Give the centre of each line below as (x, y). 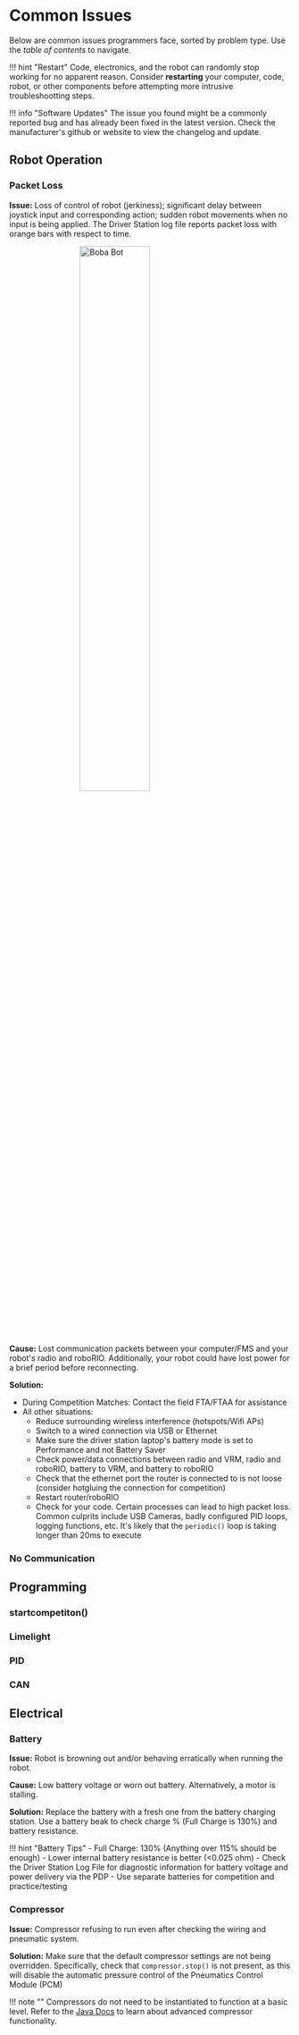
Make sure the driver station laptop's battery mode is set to (144, 1440)
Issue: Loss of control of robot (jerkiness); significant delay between (135, 205)
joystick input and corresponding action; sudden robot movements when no (149, 215)
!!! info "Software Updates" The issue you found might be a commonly (138, 113)
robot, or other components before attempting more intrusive (121, 86)
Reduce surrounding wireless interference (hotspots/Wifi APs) (150, 1421)
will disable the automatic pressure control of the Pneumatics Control (136, 1975)
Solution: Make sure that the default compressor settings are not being (140, 1955)
